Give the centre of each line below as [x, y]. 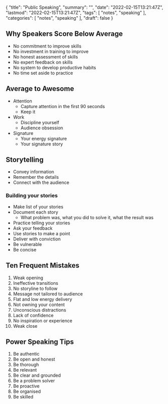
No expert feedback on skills [43, 62]
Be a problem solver [34, 381]
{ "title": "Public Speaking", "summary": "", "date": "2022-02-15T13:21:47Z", [85, 7]
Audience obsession [42, 128]
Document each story [36, 212]
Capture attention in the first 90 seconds [63, 106]
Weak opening [28, 278]
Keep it [28, 112]
